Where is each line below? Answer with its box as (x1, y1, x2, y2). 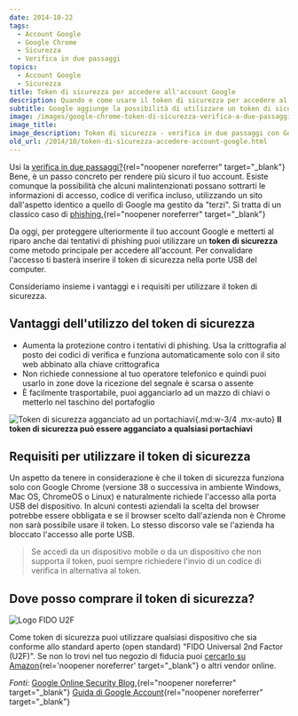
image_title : (9, 121, 58, 130)
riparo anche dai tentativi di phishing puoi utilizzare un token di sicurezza (9, 235, 278, 245)
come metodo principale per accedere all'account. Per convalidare (9, 245, 253, 255)
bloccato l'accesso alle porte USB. (9, 529, 136, 540)
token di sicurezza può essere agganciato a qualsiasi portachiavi (9, 423, 253, 434)
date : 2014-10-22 (9, 12, 74, 22)
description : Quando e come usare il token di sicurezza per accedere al (9, 95, 288, 105)
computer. (9, 263, 47, 274)
